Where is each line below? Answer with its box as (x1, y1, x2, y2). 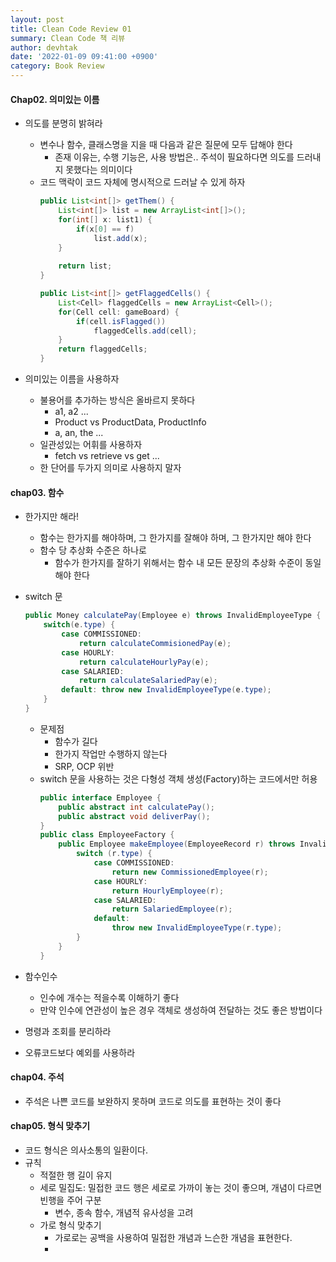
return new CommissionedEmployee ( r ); (111, 867, 269, 877)
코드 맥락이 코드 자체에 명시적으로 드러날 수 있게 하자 (39, 176, 246, 188)
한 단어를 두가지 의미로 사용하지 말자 (39, 462, 182, 474)
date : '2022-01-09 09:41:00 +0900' (10, 52, 159, 62)
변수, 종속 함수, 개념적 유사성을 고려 (54, 1207, 194, 1219)
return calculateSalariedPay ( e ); (78, 676, 218, 686)
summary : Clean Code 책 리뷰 (10, 33, 126, 43)
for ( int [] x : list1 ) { (58, 214, 153, 225)
